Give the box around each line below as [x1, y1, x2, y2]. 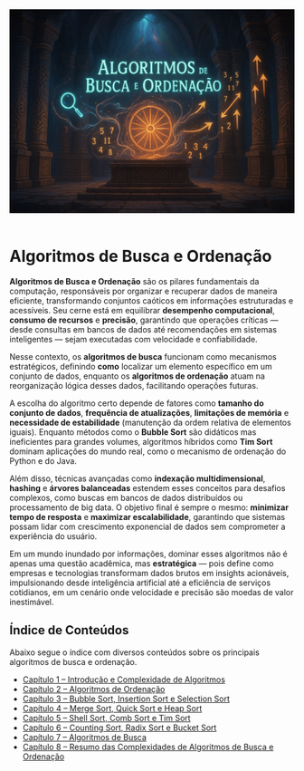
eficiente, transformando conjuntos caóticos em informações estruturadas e [9, 294, 294, 306]
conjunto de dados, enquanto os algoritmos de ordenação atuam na [9, 371, 265, 381]
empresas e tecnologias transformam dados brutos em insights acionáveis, [9, 567, 290, 578]
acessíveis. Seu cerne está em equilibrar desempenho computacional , [9, 304, 275, 315]
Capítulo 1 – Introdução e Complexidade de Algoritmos [22, 674, 226, 685]
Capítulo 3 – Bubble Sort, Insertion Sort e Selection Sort [22, 693, 231, 704]
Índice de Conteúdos [9, 622, 129, 638]
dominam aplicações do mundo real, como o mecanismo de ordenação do [9, 446, 287, 457]
